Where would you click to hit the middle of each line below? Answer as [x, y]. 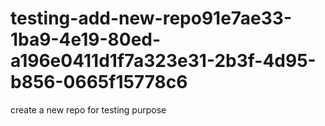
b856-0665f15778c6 [99, 82]
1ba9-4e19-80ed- [86, 39]
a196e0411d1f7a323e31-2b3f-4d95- [163, 61]
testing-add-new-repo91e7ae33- [151, 18]
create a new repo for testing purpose [88, 109]
